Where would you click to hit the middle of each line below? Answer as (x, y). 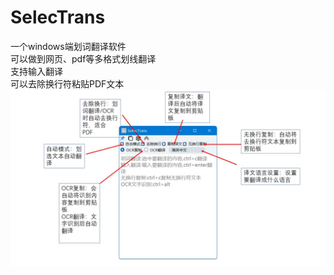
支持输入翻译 (36, 71)
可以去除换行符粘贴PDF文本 (67, 83)
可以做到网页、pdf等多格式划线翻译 (83, 58)
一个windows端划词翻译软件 (68, 46)
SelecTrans (58, 17)
